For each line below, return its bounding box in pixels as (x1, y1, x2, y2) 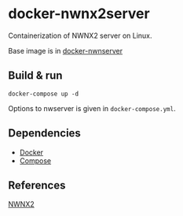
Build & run (8, 69, 63, 83)
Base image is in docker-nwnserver (8, 46, 123, 55)
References (8, 178, 66, 192)
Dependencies (8, 127, 81, 140)
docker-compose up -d (8, 90, 79, 98)
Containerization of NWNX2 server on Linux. (8, 31, 152, 40)
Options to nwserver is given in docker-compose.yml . (8, 103, 176, 113)
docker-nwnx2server (8, 5, 151, 23)
